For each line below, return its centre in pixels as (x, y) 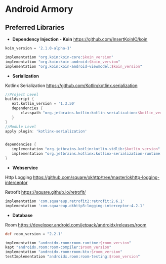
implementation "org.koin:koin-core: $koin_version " (59, 57)
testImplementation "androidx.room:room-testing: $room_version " (73, 257)
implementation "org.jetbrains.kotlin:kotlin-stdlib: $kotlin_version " (86, 149)
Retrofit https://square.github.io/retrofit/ (45, 192)
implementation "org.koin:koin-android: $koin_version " (63, 62)
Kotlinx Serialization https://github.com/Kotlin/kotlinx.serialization (71, 86)
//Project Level (22, 94)
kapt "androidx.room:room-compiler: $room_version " (58, 247)
